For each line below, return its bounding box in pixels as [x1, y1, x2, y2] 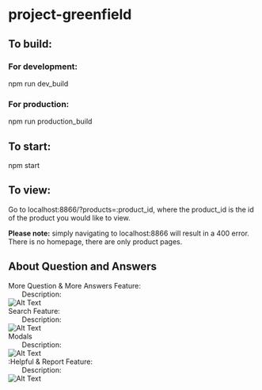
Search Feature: [8, 306, 61, 315]
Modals [8, 331, 33, 341]
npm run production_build [8, 117, 93, 126]
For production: [8, 98, 70, 109]
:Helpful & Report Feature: [8, 357, 93, 366]
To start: [8, 140, 51, 153]
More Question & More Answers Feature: [8, 281, 141, 290]
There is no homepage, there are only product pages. [8, 236, 183, 247]
